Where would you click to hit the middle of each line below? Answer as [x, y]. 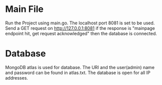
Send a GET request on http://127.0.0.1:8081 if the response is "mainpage [80, 28]
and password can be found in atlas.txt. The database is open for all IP [78, 73]
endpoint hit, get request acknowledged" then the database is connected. [81, 33]
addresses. [17, 78]
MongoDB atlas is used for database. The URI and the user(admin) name [80, 67]
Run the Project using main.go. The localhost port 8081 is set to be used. [80, 23]
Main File [24, 9]
